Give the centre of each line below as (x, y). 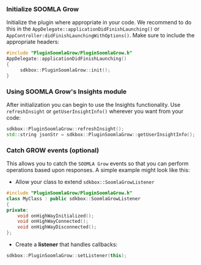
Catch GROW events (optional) (53, 150)
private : (17, 210)
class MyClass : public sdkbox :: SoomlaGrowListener (73, 198)
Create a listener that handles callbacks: (66, 245)
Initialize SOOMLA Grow (43, 9)
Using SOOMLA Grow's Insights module (67, 92)
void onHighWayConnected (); (53, 222)
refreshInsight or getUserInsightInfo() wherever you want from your (95, 111)
